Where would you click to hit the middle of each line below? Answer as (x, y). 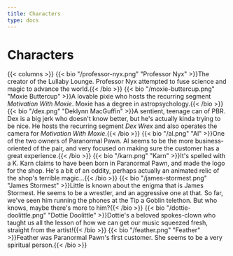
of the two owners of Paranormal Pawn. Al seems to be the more (100, 141)
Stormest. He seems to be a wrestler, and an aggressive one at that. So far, (115, 193)
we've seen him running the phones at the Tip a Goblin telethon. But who (112, 201)
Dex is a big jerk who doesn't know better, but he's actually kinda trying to (114, 119)
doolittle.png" (27, 215)
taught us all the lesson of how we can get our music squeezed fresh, (108, 223)
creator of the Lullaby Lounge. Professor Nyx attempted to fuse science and (117, 82)
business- (209, 141)
